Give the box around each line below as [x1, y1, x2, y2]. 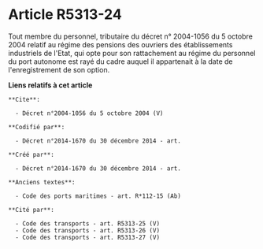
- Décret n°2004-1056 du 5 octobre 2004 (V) [15, 109, 164, 117]
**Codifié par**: [8, 123, 65, 131]
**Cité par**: [8, 206, 55, 214]
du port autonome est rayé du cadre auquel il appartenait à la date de [8, 57, 233, 66]
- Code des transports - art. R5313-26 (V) [15, 226, 160, 234]
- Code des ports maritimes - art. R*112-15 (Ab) [15, 191, 181, 200]
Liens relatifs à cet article [8, 80, 93, 90]
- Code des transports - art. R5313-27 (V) [15, 233, 160, 241]
